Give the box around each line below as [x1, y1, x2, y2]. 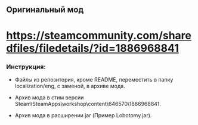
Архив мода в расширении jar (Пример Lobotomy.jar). [14, 111, 152, 118]
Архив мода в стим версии [14, 93, 84, 101]
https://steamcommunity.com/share [6, 29, 192, 42]
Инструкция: [6, 62, 46, 71]
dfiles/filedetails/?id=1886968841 [6, 41, 179, 55]
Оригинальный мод [6, 5, 84, 15]
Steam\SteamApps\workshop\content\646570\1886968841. [14, 100, 161, 107]
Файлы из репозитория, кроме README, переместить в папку [14, 76, 174, 83]
